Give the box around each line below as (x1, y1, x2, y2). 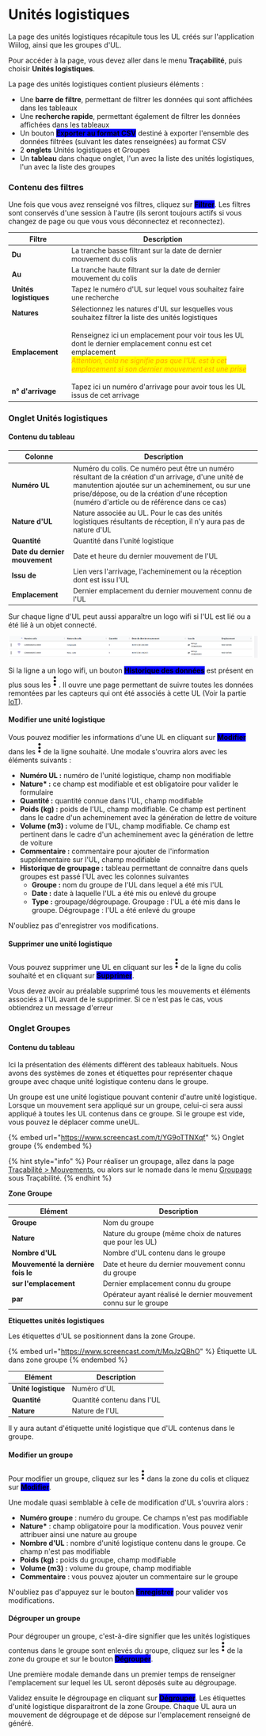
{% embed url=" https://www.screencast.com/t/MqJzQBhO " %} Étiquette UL (8, 1346, 257, 1356)
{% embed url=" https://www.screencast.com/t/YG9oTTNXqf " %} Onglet (8, 1133, 245, 1143)
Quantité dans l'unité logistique (72, 536, 174, 546)
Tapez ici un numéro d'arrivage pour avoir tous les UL (70, 382, 246, 391)
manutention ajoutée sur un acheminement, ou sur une (72, 480, 251, 490)
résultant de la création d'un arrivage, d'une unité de (72, 471, 244, 481)
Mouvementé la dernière (11, 1259, 95, 1269)
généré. (8, 1718, 34, 1728)
